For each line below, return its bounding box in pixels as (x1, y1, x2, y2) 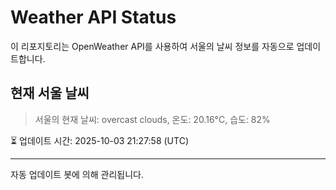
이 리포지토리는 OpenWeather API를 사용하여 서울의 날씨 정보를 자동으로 (10, 40, 295, 52)
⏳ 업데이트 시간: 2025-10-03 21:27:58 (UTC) (10, 134, 189, 146)
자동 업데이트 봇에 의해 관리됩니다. (10, 168, 144, 180)
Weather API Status (10, 6, 177, 29)
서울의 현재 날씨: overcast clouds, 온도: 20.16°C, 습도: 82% (34, 113, 271, 125)
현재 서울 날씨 (10, 85, 90, 102)
